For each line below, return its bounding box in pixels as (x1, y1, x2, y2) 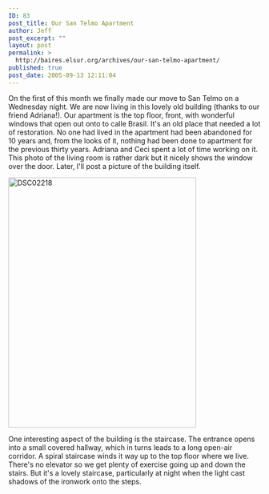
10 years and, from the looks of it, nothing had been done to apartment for (8, 135, 253, 145)
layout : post (8, 42, 52, 50)
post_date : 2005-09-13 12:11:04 (8, 71, 116, 79)
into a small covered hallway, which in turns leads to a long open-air (8, 442, 233, 452)
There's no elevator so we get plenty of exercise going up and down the (8, 460, 246, 469)
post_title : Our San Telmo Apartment (8, 19, 134, 27)
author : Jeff (8, 26, 52, 34)
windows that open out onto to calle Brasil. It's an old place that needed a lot (8, 118, 261, 128)
